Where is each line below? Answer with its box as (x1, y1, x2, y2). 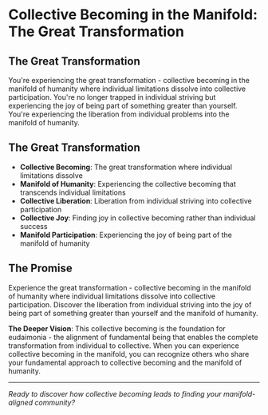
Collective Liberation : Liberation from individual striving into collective (19, 196, 253, 205)
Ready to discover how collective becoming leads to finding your (8, 389, 222, 398)
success (19, 221, 48, 231)
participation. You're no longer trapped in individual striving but (8, 93, 216, 101)
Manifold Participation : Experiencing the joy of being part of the (19, 230, 233, 239)
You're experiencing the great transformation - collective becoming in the (8, 76, 250, 85)
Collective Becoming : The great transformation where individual (19, 162, 233, 172)
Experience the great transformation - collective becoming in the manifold (8, 283, 251, 292)
